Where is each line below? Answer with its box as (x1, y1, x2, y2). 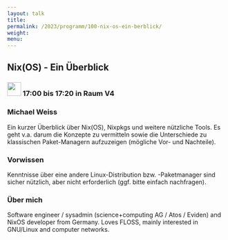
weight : (7, 29, 30, 37)
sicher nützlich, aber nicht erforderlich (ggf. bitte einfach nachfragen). (7, 178, 207, 186)
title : (7, 17, 26, 23)
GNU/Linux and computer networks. (7, 226, 110, 234)
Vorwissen (7, 154, 44, 164)
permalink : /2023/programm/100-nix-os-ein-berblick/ (7, 23, 162, 30)
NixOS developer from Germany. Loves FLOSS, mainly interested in (7, 218, 198, 226)
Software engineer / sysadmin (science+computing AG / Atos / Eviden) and (7, 211, 221, 219)
